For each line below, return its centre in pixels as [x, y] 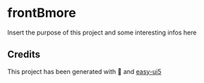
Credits [24, 55]
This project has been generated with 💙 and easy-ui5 [84, 71]
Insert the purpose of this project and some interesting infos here [102, 32]
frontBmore [42, 13]
